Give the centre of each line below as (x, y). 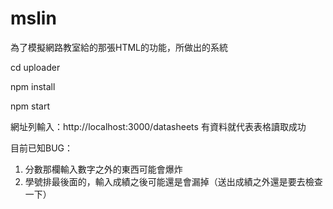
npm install (33, 86)
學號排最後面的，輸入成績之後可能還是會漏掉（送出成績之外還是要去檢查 (173, 181)
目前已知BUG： (42, 148)
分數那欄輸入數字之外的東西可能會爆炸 (103, 169)
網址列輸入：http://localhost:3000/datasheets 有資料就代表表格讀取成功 (158, 126)
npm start (30, 106)
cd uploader (35, 67)
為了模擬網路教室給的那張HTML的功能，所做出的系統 (119, 47)
